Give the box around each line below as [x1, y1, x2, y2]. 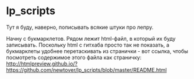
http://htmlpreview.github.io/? [6, 60, 78, 67]
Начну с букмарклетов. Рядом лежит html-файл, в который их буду [6, 35, 176, 42]
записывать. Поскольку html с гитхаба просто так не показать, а [6, 41, 170, 48]
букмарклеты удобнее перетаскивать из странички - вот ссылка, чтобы [6, 47, 189, 54]
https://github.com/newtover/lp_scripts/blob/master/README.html [6, 66, 167, 73]
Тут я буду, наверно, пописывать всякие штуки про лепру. [6, 24, 154, 31]
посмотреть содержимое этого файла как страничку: [6, 54, 142, 61]
